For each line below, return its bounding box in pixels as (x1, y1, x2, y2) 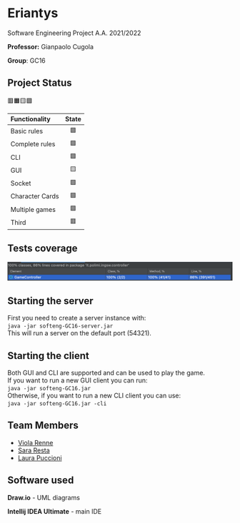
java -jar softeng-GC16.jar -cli (7, 400, 107, 407)
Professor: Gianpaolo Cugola (7, 42, 94, 51)
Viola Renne (17, 438, 54, 447)
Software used (7, 474, 74, 487)
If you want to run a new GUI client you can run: (7, 376, 148, 385)
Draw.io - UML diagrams (7, 493, 81, 502)
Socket (10, 179, 31, 187)
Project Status (7, 77, 73, 89)
